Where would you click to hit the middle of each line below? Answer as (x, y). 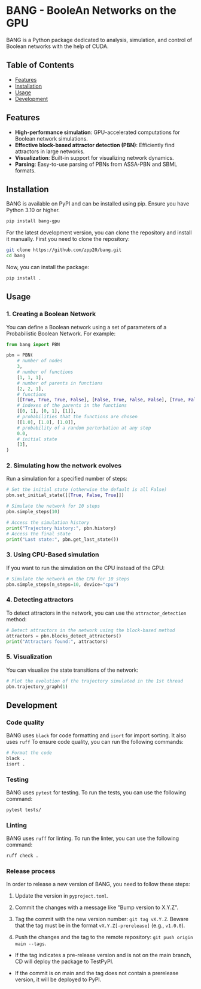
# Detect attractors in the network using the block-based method (91, 630)
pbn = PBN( (20, 355)
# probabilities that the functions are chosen (77, 417)
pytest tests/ (24, 810)
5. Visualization (29, 657)
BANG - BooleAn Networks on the (91, 11)
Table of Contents (40, 65)
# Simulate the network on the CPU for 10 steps (68, 579)
